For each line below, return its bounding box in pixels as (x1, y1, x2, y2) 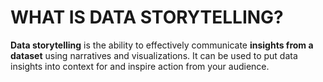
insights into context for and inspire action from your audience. (10, 60, 270, 72)
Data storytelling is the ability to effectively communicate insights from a (10, 39, 314, 51)
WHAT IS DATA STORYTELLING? (10, 6, 284, 29)
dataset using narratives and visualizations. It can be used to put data (10, 49, 298, 61)
